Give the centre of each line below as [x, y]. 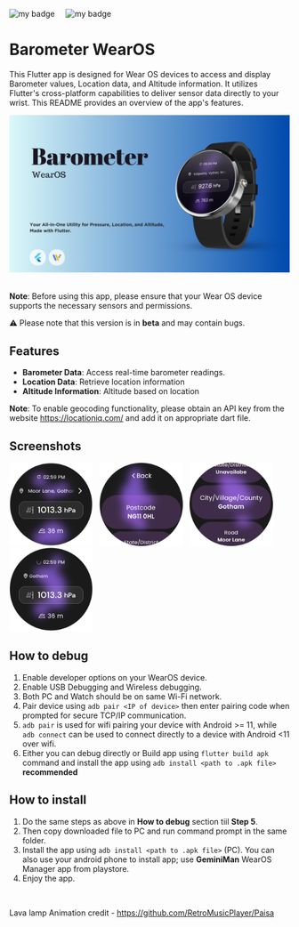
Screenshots [45, 446]
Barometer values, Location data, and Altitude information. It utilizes [133, 84]
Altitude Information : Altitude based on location [111, 391]
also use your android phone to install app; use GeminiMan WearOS [147, 859]
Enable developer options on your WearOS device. [114, 677]
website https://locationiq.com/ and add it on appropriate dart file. [130, 418]
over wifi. [39, 744]
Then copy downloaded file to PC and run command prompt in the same [154, 831]
